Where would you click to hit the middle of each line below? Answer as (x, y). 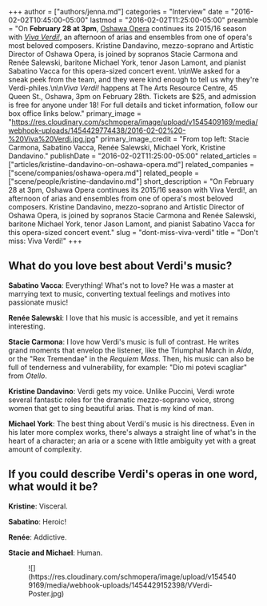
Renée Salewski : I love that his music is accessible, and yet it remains (123, 317)
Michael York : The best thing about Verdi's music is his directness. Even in (132, 424)
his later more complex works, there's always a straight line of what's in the (132, 432)
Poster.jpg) (46, 593)
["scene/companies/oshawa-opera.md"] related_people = (104, 173)
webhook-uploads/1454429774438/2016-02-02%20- (97, 130)
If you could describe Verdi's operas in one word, (133, 474)
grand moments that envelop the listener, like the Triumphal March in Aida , (131, 350)
